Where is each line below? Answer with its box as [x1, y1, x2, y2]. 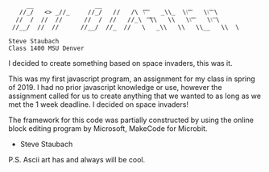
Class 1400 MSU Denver [8, 44, 85, 52]
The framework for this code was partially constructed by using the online [8, 115, 254, 125]
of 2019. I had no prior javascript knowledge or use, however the [8, 83, 223, 92]
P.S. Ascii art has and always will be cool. [8, 155, 146, 164]
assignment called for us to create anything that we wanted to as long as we [8, 91, 262, 100]
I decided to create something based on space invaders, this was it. [8, 59, 233, 68]
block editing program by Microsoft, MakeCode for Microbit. [8, 124, 208, 133]
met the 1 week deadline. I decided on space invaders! [8, 100, 189, 109]
